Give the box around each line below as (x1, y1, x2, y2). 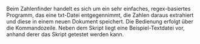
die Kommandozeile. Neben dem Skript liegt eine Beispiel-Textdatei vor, (6, 24, 185, 31)
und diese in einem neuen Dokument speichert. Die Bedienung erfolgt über (6, 18, 194, 25)
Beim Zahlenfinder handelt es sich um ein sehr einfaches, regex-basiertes (6, 5, 191, 12)
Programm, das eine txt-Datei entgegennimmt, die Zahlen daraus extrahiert (6, 11, 194, 19)
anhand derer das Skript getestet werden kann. (6, 31, 124, 38)
